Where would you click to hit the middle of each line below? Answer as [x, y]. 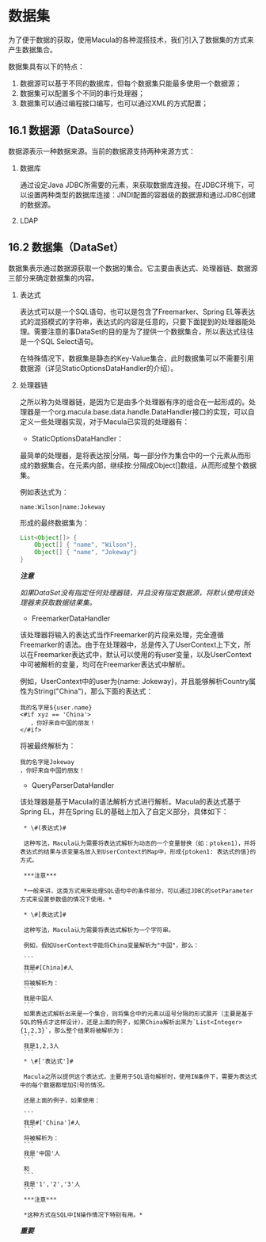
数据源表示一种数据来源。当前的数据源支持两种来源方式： [102, 151]
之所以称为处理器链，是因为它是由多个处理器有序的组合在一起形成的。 [134, 402]
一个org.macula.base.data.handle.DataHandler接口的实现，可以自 [148, 411]
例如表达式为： [44, 491]
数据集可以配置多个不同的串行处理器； [82, 93]
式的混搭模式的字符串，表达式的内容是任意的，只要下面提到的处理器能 [134, 321]
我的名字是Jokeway [47, 762]
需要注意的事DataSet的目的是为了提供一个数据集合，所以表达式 [137, 331]
